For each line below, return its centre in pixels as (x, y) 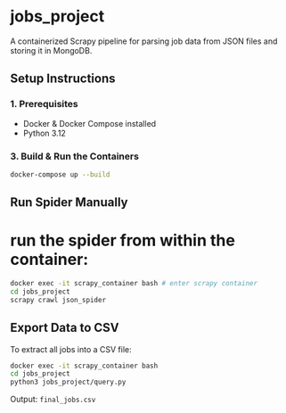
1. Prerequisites (44, 104)
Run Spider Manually (69, 202)
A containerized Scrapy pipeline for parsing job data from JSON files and (144, 41)
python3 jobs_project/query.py (68, 382)
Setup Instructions (63, 79)
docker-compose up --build (60, 174)
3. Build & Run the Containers (74, 156)
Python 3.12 (44, 133)
